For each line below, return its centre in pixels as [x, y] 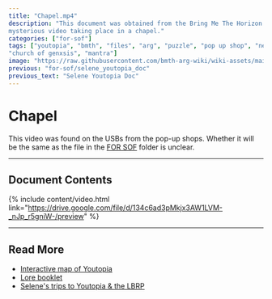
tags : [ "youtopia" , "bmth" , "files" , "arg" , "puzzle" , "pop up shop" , [130, 46]
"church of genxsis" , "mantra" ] [63, 53]
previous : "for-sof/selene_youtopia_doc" [79, 69]
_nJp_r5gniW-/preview [47, 217]
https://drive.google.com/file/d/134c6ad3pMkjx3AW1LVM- [125, 208]
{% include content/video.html [59, 200]
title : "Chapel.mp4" [43, 16]
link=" [18, 208]
